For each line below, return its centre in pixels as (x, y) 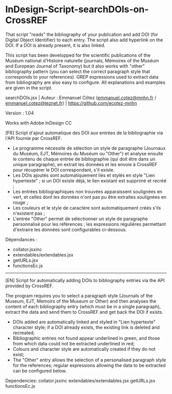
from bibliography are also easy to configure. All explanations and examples (85, 82)
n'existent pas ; (29, 213)
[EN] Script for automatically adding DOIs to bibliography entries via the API (85, 280)
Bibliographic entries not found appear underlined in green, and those (86, 338)
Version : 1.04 (20, 113)
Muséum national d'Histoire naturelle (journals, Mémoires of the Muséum (82, 60)
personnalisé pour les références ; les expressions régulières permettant (89, 224)
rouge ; (20, 202)
